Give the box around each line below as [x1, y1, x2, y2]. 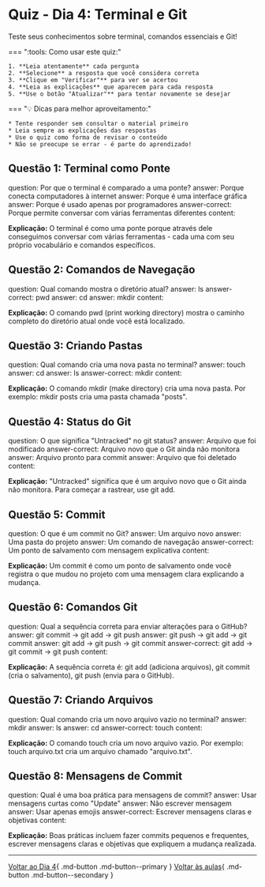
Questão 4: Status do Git [8, 415, 132, 428]
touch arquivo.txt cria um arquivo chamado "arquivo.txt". [8, 746, 192, 756]
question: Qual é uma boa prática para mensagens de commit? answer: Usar [8, 791, 257, 800]
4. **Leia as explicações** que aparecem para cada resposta [8, 83, 214, 91]
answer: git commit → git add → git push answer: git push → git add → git [8, 630, 248, 640]
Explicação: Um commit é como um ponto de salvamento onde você [8, 561, 232, 570]
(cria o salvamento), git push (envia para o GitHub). [8, 670, 175, 680]
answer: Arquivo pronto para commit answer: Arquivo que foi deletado [8, 453, 237, 462]
